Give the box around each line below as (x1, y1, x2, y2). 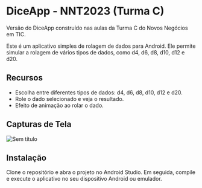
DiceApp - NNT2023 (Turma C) (6, 4, 165, 18)
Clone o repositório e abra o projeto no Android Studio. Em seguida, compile (6, 169, 196, 176)
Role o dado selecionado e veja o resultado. (14, 95, 124, 102)
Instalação (6, 152, 47, 163)
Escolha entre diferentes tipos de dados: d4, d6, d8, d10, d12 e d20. (14, 89, 183, 96)
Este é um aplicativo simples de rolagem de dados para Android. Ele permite (6, 42, 196, 50)
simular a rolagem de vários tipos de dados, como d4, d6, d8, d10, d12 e (6, 48, 185, 56)
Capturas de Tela (6, 119, 72, 129)
